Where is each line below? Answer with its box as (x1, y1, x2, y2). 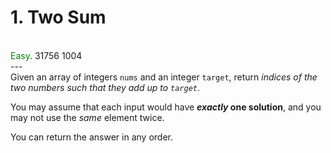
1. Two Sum (10, 6, 107, 29)
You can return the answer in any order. (10, 131, 173, 143)
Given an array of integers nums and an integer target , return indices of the (10, 71, 318, 83)
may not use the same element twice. (10, 111, 165, 123)
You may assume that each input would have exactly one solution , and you (10, 101, 322, 113)
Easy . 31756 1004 (10, 49, 83, 61)
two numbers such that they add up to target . (10, 81, 201, 93)
